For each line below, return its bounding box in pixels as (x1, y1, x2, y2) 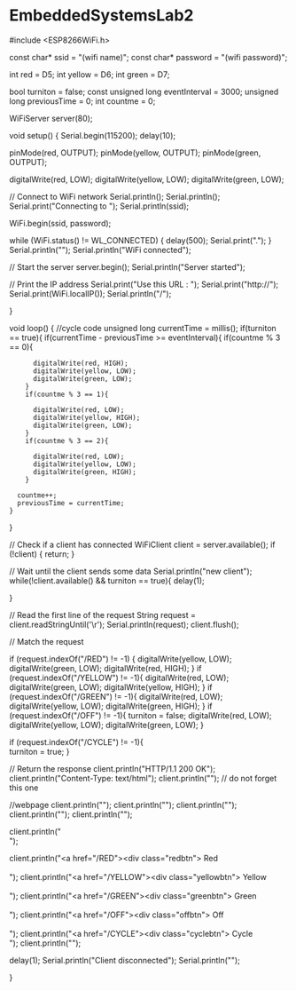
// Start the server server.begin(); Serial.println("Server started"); (9, 261, 245, 272)
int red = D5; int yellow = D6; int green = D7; (9, 68, 170, 80)
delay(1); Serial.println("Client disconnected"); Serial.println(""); (9, 955, 241, 965)
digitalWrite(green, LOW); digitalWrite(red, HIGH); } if (9, 662, 202, 673)
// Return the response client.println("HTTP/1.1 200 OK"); (9, 763, 215, 773)
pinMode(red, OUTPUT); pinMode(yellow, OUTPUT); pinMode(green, (9, 147, 261, 158)
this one (9, 782, 39, 793)
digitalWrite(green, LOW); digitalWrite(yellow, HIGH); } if (9, 681, 213, 693)
